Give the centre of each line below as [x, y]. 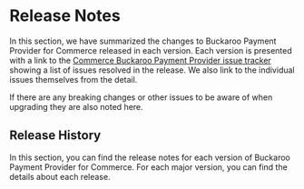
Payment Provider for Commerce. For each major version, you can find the [148, 167]
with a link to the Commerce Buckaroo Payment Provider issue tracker [141, 60]
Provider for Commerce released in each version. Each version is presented [151, 50]
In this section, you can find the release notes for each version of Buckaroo [150, 157]
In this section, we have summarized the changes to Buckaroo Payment [143, 41]
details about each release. [60, 176]
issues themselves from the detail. [74, 79]
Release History [55, 136]
